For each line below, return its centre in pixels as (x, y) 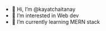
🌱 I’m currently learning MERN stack (56, 22)
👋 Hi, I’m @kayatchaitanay (44, 9)
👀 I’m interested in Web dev (45, 15)
